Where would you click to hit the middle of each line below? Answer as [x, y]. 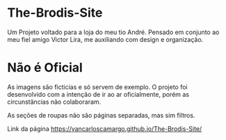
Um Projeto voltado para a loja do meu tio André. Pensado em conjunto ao [113, 32]
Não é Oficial [45, 68]
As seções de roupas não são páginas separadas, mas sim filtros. [101, 115]
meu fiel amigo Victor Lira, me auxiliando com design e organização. [105, 39]
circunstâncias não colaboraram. [54, 102]
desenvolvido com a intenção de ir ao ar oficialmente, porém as [98, 94]
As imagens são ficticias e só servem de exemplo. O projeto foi [97, 87]
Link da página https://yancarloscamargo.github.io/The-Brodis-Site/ [105, 129]
